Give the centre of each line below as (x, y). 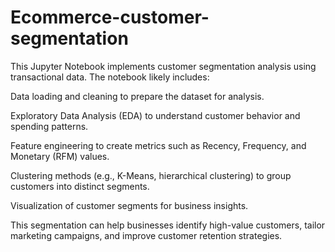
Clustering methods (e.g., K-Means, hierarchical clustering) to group (151, 175)
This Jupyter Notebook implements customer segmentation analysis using (163, 66)
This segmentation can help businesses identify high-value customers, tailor (168, 225)
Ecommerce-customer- (110, 17)
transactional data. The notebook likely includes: (110, 77)
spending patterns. (49, 126)
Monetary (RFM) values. (60, 156)
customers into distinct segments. (80, 186)
